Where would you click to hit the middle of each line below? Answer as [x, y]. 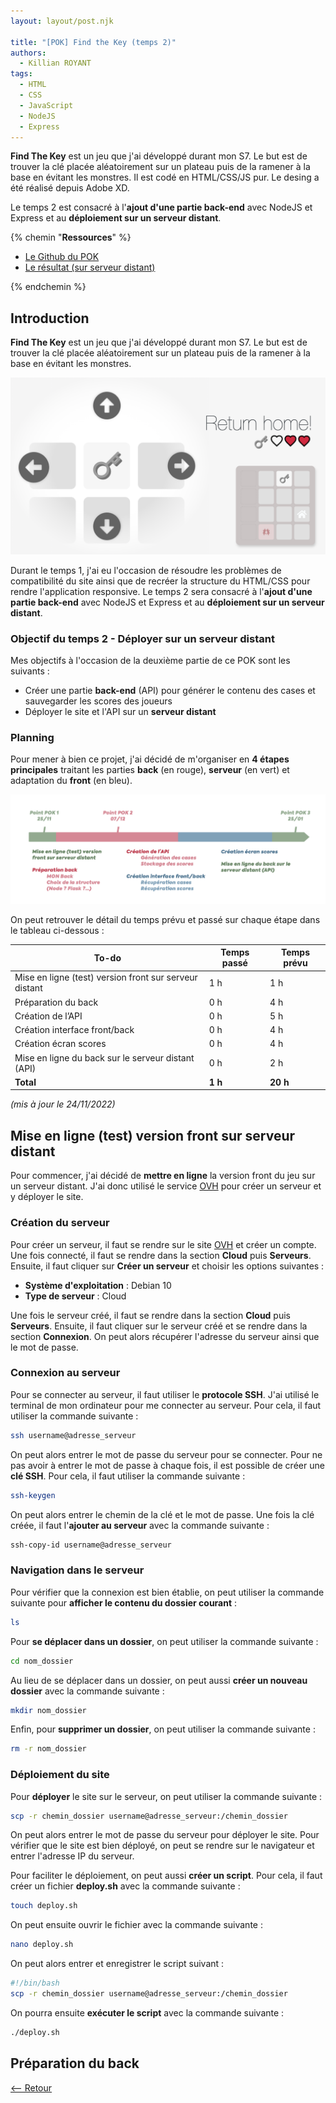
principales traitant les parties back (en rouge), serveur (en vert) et [150, 770]
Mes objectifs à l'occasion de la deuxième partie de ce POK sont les [150, 660]
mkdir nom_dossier [48, 1710]
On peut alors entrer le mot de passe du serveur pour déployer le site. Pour [165, 1835]
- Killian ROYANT [55, 63]
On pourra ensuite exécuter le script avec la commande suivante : [147, 2012]
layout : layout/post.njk [62, 21]
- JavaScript [46, 105]
